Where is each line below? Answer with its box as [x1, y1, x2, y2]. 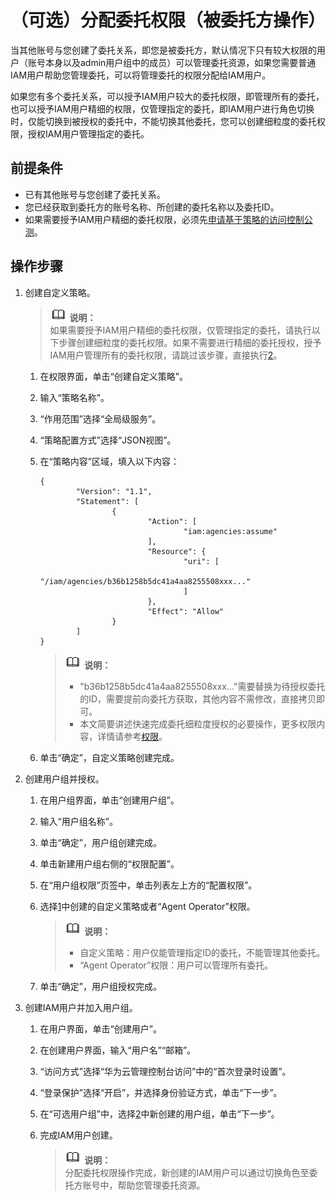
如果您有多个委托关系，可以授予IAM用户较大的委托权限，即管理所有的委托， [10, 90, 325, 102]
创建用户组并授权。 [24, 772, 105, 785]
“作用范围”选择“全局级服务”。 [39, 412, 162, 425]
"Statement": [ [75, 496, 140, 506]
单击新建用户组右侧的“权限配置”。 [39, 857, 180, 870]
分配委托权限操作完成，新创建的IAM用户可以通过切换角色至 [64, 1166, 310, 1178]
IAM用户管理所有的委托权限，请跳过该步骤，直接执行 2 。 [49, 349, 283, 361]
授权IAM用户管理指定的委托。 [27, 127, 150, 140]
